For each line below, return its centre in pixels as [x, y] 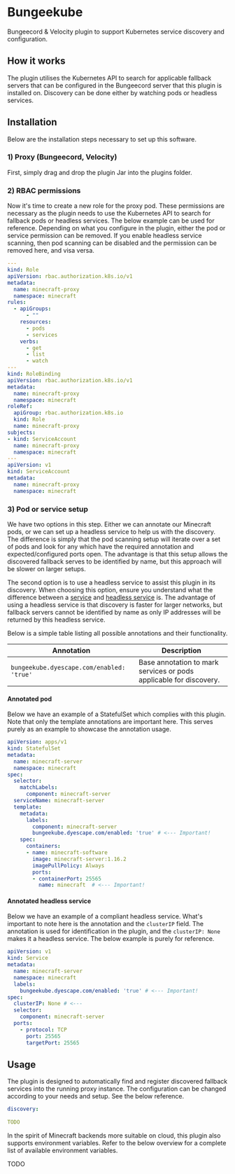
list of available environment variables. [63, 1151]
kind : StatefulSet [34, 749]
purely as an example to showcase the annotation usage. [89, 729]
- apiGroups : [33, 309]
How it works [36, 61]
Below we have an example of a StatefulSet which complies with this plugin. [116, 714]
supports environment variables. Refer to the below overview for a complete [117, 1143]
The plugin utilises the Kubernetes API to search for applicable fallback [109, 78]
